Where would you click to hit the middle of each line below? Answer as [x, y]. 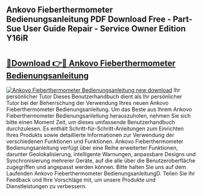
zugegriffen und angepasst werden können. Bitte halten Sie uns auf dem [96, 167]
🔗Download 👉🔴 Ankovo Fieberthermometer [91, 63]
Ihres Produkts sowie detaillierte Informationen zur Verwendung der [90, 135]
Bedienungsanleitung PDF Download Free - [89, 20]
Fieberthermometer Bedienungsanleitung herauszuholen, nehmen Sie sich [99, 116]
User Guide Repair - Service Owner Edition [104, 29]
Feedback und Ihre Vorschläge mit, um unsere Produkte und [81, 180]
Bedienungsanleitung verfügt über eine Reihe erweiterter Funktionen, [92, 148]
